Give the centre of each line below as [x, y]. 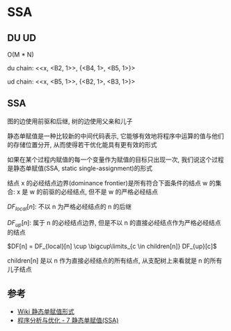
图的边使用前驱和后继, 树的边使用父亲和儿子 [70, 121]
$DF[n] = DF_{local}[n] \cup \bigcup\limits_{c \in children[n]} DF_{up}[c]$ [112, 246]
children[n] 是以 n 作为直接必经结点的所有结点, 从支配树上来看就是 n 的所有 [115, 261]
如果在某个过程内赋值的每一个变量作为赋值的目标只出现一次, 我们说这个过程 [115, 159]
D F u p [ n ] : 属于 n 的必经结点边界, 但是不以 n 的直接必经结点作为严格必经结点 [114, 223]
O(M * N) [21, 54]
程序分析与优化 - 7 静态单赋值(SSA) [68, 321]
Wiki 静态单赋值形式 [46, 311]
